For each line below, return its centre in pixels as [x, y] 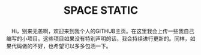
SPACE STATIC [101, 10]
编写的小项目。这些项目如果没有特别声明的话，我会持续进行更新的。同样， [98, 39]
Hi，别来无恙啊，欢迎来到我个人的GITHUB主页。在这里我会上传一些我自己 [103, 31]
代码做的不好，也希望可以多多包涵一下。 [61, 46]
